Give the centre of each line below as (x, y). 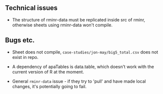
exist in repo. (25, 57)
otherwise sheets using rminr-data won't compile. (62, 25)
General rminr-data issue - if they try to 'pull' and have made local (79, 81)
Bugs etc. (20, 40)
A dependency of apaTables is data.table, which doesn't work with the (83, 66)
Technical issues (31, 8)
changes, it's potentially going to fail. (49, 86)
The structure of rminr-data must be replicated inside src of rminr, (79, 19)
